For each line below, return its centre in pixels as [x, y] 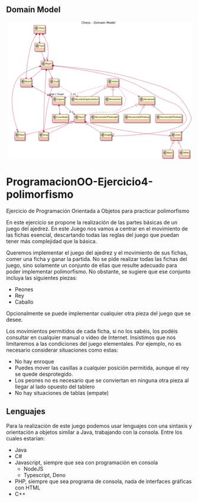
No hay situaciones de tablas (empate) [62, 392]
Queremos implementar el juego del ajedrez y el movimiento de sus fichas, [97, 252]
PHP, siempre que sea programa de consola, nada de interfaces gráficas [103, 481]
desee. [14, 320]
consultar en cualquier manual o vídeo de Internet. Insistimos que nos [91, 337]
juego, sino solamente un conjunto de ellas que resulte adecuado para [92, 265]
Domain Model [33, 10]
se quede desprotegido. [44, 374]
